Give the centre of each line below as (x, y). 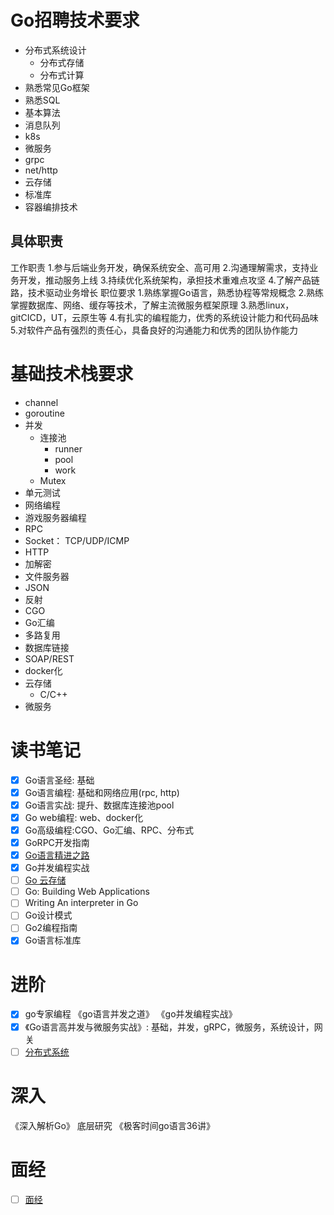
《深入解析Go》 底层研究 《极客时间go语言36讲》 (113, 1125)
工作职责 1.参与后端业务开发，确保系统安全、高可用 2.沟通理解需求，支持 (160, 267)
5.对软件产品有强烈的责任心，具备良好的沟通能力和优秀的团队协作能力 (154, 330)
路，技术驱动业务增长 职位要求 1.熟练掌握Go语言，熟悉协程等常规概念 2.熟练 (167, 292)
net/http (41, 170)
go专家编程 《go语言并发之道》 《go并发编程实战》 (131, 1014)
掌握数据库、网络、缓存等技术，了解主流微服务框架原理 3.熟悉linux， (152, 305)
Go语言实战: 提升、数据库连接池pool (99, 805)
